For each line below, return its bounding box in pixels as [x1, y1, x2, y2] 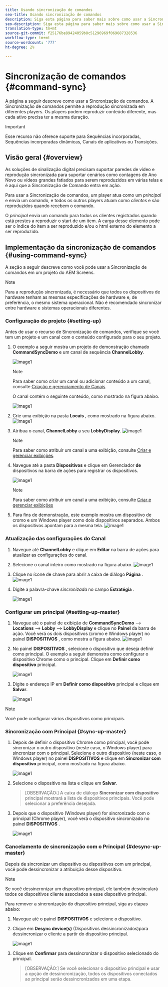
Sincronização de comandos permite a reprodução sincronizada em [5, 103, 145, 109]
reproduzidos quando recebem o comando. [5, 203, 95, 209]
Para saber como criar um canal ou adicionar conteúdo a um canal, [12, 378, 151, 384]
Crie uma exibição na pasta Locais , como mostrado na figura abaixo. [12, 413, 156, 419]
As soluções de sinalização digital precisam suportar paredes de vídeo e [5, 167, 155, 173]
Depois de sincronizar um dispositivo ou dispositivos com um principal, [5, 861, 152, 867]
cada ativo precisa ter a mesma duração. [5, 114, 89, 120]
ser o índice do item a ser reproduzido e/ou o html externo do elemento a [5, 223, 156, 229]
